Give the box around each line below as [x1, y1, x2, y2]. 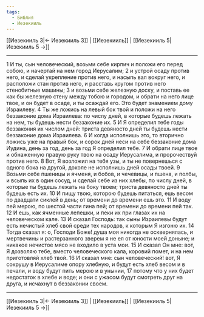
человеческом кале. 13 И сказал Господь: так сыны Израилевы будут [6, 216, 188, 223]
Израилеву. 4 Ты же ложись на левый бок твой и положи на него [6, 106, 176, 113]
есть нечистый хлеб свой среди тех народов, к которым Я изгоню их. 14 [6, 222, 194, 230]
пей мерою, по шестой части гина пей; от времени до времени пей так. [6, 203, 194, 210]
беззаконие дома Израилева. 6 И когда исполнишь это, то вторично [6, 132, 184, 139]
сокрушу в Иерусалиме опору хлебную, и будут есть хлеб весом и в [6, 261, 185, 268]
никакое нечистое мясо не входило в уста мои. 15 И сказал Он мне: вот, [6, 241, 195, 249]
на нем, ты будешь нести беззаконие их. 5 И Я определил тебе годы [6, 119, 184, 126]
